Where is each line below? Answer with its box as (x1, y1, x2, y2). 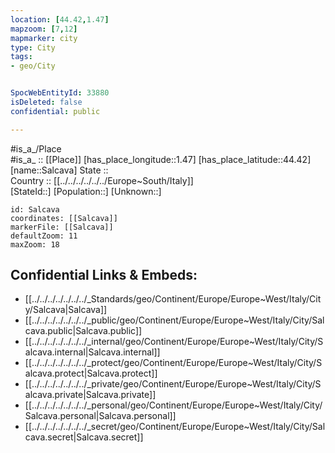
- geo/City (10, 61, 56, 71)
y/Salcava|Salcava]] (24, 304, 108, 316)
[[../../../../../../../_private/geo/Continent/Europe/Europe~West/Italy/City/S (24, 378, 322, 390)
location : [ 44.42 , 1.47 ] (10, 14, 110, 25)
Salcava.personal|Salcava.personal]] (24, 410, 177, 422)
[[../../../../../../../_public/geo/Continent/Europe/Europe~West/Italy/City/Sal (24, 314, 325, 326)
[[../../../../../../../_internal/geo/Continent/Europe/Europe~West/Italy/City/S (24, 336, 324, 348)
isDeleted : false (10, 97, 83, 107)
